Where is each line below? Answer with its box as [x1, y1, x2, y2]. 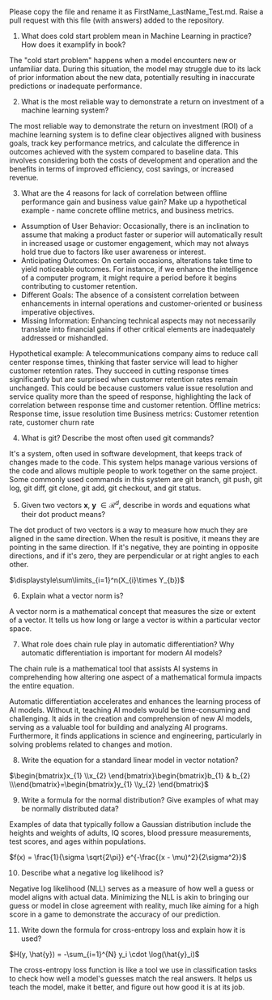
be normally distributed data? [20, 803, 120, 813]
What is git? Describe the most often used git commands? [20, 433, 215, 443]
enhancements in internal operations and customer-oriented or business [20, 299, 263, 308]
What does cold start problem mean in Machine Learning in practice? [20, 32, 252, 40]
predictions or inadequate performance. [9, 81, 142, 91]
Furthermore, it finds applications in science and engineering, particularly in [9, 731, 262, 740]
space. [9, 623, 32, 633]
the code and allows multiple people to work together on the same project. [9, 466, 258, 476]
